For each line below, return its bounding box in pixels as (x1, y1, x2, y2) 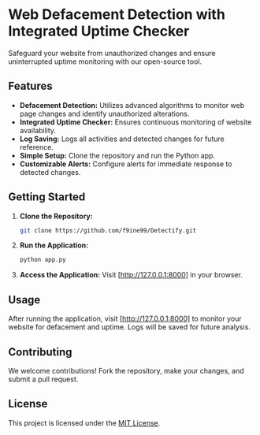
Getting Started (8, 191, 86, 204)
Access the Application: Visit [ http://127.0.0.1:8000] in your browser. (19, 270, 243, 280)
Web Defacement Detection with (8, 6, 226, 24)
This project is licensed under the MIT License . (8, 418, 161, 427)
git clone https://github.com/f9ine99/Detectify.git (19, 226, 197, 234)
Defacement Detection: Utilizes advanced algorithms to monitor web (19, 100, 245, 110)
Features (8, 80, 53, 93)
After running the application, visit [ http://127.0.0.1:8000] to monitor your (8, 314, 242, 324)
